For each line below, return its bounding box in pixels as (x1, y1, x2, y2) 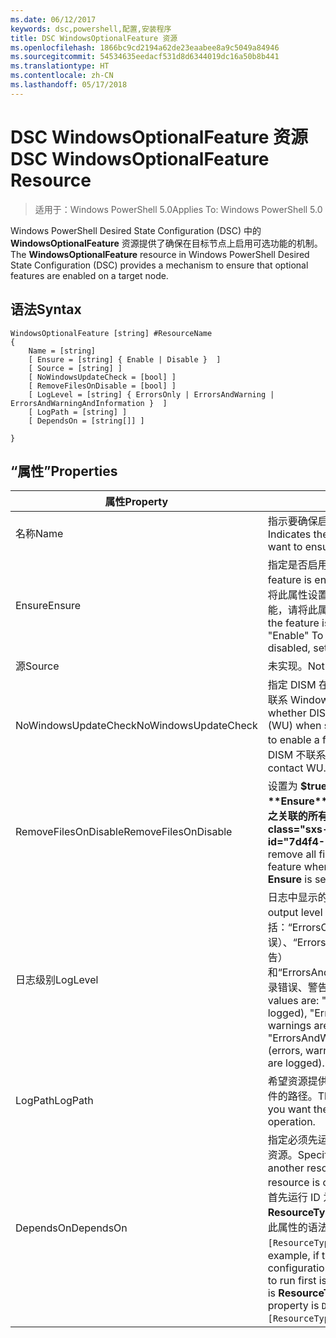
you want (267, 1102, 312, 1116)
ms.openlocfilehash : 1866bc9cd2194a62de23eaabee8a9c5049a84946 (10, 42, 280, 53)
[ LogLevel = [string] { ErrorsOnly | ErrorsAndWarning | (28, 389, 275, 400)
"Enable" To (267, 629, 324, 643)
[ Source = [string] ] (28, 363, 123, 373)
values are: (267, 994, 320, 1008)
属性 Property (104, 495, 169, 509)
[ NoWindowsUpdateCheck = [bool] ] (28, 372, 177, 382)
